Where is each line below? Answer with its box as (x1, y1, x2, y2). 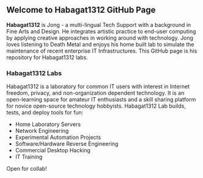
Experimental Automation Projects (15, 134, 102, 141)
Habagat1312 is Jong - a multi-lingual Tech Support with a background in (6, 21, 191, 28)
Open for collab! (6, 165, 47, 172)
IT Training (15, 153, 43, 161)
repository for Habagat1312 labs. (6, 53, 89, 61)
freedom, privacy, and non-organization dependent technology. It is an (6, 89, 185, 97)
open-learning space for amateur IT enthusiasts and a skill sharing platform (6, 96, 196, 103)
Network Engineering (15, 127, 69, 135)
